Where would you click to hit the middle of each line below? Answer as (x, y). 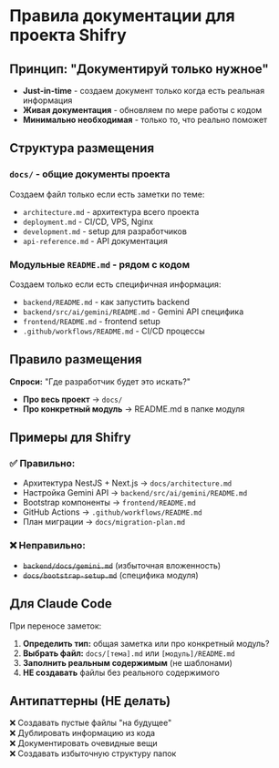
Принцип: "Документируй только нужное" (139, 69)
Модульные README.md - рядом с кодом (99, 264)
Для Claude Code (61, 604)
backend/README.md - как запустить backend (106, 302)
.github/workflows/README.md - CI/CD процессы (114, 331)
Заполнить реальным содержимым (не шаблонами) (127, 662)
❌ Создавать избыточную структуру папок (93, 753)
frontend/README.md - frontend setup (92, 321)
